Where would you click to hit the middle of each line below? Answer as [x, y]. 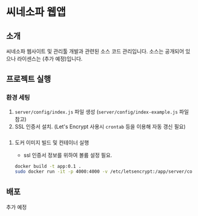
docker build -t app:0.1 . [48, 166]
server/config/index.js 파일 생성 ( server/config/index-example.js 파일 [102, 112]
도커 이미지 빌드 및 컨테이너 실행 [52, 142]
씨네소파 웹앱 [36, 12]
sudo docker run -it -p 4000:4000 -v [61, 172]
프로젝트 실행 [29, 79]
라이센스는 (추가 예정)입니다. [50, 59]
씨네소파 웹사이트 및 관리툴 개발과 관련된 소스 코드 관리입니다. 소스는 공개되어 [95, 51]
